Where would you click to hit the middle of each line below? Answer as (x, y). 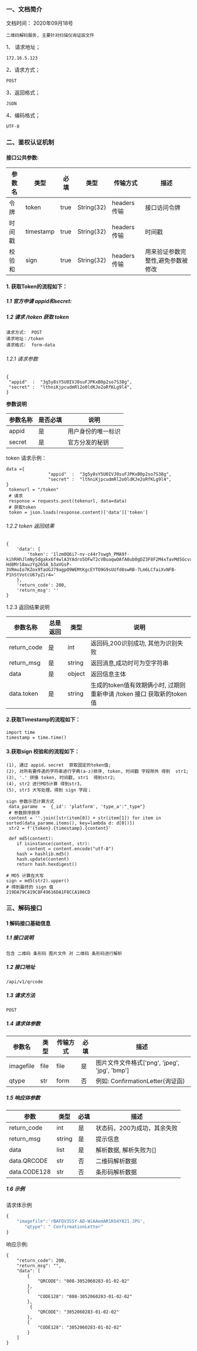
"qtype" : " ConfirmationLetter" (64, 1227)
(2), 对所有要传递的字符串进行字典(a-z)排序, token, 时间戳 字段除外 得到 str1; (97, 772)
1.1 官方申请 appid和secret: (39, 301)
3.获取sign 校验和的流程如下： (43, 751)
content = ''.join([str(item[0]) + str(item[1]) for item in (85, 818)
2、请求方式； (23, 70)
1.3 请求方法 (21, 995)
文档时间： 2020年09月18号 (40, 23)
